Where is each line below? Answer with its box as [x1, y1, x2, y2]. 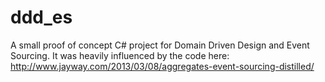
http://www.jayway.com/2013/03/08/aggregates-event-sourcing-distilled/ [10, 60, 315, 72]
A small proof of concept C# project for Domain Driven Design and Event [10, 39, 310, 51]
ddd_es [10, 6, 73, 29]
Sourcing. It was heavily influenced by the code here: [10, 49, 230, 61]
